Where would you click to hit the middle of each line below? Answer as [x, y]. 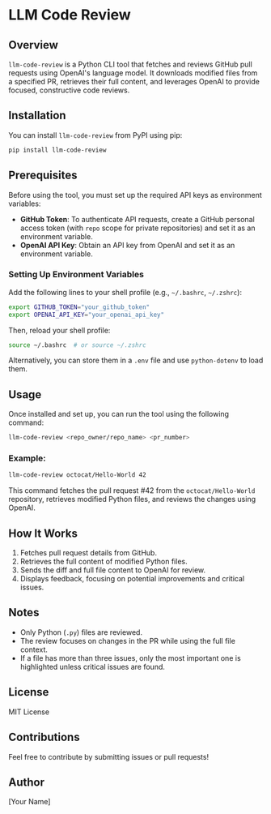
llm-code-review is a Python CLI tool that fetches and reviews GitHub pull [130, 64]
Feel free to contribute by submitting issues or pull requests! [108, 756]
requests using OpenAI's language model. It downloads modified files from [133, 73]
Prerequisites [43, 176]
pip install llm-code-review [57, 150]
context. [34, 649]
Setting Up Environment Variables [76, 275]
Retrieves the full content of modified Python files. [104, 562]
